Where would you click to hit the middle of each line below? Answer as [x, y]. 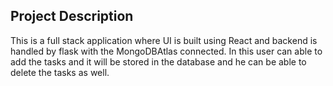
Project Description [72, 16]
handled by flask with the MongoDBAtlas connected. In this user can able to [166, 51]
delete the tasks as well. [60, 72]
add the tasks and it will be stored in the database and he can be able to [158, 61]
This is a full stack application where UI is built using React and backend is [164, 40]
